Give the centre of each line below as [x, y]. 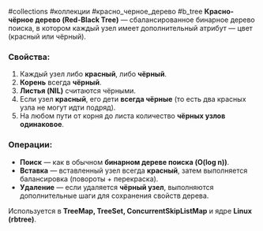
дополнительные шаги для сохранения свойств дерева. [114, 196]
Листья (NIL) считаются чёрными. [78, 91]
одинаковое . [42, 125]
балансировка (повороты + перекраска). [89, 179]
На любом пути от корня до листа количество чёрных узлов [122, 116]
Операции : [30, 145]
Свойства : [29, 57]
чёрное [21, 20]
